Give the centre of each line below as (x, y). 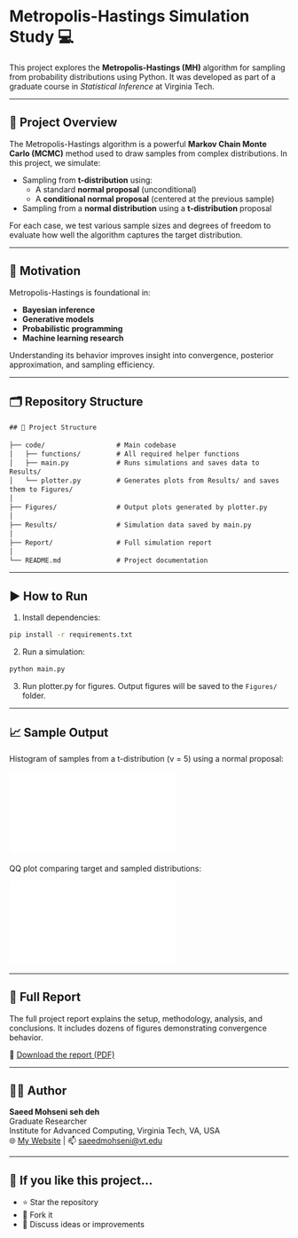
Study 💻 (42, 37)
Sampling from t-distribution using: (87, 180)
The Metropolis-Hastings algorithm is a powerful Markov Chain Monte (138, 144)
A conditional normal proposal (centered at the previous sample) (155, 199)
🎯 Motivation (45, 271)
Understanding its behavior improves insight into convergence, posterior (141, 355)
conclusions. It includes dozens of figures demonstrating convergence (138, 1028)
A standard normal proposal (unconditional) (116, 189)
